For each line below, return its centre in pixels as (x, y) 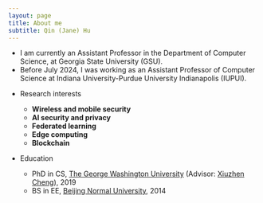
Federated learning (64, 126)
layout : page (30, 16)
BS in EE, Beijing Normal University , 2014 (99, 191)
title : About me (35, 23)
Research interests (51, 94)
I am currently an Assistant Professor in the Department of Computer (133, 53)
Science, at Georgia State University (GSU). (91, 61)
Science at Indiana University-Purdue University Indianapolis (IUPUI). (133, 78)
